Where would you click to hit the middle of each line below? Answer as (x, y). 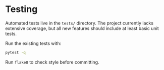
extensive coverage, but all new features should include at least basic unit (82, 28)
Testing (21, 9)
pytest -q (16, 52)
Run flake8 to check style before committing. (52, 62)
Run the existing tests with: (33, 43)
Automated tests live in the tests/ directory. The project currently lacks (79, 23)
